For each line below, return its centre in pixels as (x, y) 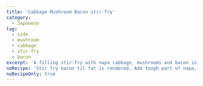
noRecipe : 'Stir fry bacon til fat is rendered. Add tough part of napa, (102, 68)
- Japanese (26, 23)
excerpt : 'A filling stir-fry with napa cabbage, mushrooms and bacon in (102, 62)
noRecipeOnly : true (31, 74)
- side (20, 35)
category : (19, 18)
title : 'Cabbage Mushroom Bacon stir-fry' (61, 12)
